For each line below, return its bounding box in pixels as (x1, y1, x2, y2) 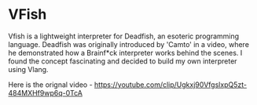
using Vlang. (8, 64, 49, 74)
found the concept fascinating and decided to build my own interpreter (8, 56, 237, 66)
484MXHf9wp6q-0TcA (8, 88, 83, 97)
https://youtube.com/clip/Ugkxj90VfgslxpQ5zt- (94, 80, 248, 89)
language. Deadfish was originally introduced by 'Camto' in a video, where (8, 39, 250, 49)
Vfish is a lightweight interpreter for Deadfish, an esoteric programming (8, 31, 240, 41)
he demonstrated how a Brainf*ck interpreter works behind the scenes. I (8, 48, 243, 57)
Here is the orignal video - (8, 80, 93, 89)
